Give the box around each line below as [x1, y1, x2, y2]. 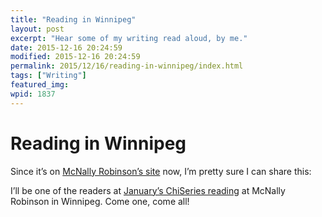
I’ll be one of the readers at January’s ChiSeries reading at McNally [10, 184, 286, 196]
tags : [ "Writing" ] [10, 71, 87, 81]
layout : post [10, 24, 65, 34]
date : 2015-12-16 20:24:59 [10, 42, 123, 53]
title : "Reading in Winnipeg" [10, 14, 137, 25]
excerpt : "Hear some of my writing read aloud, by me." [10, 33, 248, 43]
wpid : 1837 [10, 89, 56, 99]
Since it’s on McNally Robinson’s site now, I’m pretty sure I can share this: [10, 165, 312, 177]
